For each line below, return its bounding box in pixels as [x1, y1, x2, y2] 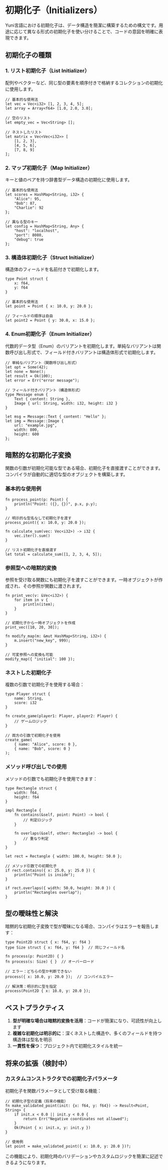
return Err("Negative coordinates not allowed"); [23, 1116, 129, 1121]
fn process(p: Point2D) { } [5, 954, 64, 959]
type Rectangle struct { [5, 786, 57, 791]
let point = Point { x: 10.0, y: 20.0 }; [5, 304, 93, 309]
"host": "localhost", [14, 228, 59, 233]
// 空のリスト [5, 115, 31, 121]
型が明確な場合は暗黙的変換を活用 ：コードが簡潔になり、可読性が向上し [12, 1018, 162, 1024]
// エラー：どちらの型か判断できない [5, 969, 72, 974]
